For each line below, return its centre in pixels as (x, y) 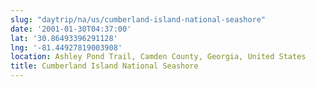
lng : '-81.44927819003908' (66, 47)
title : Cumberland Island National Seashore (104, 66)
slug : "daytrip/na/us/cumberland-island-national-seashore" (138, 19)
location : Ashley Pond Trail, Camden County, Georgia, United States (158, 57)
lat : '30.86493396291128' (64, 38)
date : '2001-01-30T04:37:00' (71, 29)
